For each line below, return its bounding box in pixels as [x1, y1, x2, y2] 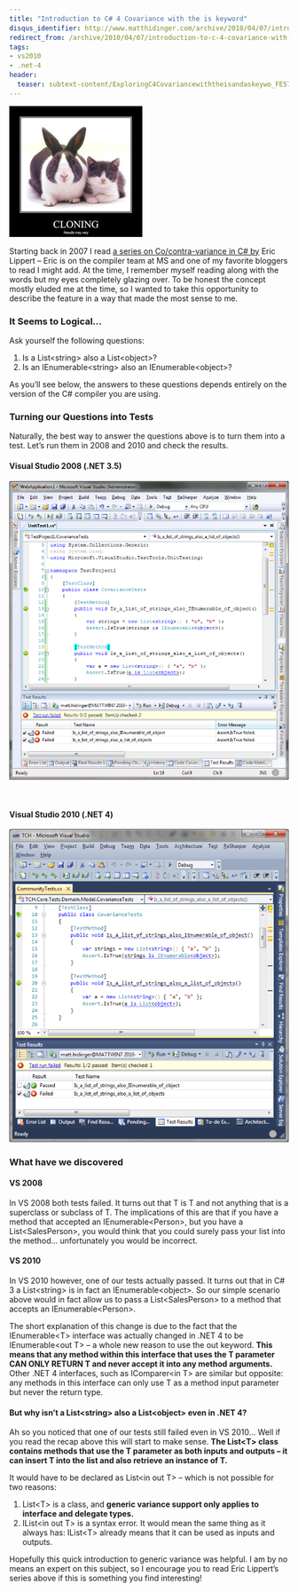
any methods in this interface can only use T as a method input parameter [9, 1377, 279, 1388]
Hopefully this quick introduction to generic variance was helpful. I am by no [9, 1554, 288, 1564]
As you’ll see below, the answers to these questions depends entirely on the [9, 379, 287, 390]
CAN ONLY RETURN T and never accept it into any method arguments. [9, 1358, 273, 1369]
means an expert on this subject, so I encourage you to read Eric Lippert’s [9, 1564, 279, 1574]
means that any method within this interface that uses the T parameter [9, 1350, 275, 1359]
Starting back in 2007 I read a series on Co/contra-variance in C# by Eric [9, 245, 277, 257]
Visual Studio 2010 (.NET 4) [9, 809, 114, 820]
